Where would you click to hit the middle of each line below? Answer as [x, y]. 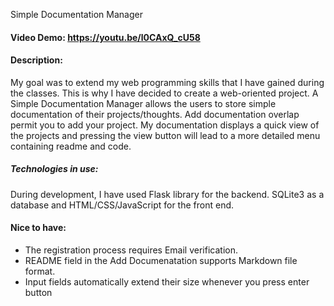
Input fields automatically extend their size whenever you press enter [167, 281]
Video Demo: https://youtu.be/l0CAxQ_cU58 [105, 37]
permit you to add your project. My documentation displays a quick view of [165, 125]
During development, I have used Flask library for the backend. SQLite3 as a [167, 194]
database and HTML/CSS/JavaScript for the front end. [122, 205]
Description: [36, 60]
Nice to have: [38, 228]
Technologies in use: [54, 169]
